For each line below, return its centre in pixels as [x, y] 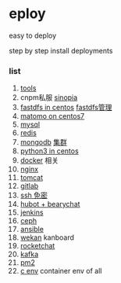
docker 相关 [39, 160]
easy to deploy [33, 35]
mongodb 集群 [43, 142]
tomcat [32, 178]
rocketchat [37, 246]
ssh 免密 [34, 195]
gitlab [29, 186]
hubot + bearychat [50, 204]
